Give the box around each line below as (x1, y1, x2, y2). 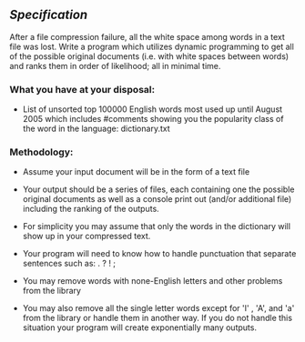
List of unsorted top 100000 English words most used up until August (22, 104, 283, 115)
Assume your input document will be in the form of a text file (22, 166, 250, 177)
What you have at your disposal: (9, 83, 156, 96)
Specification (9, 7, 88, 23)
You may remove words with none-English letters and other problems (22, 276, 283, 287)
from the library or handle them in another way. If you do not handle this (22, 313, 293, 324)
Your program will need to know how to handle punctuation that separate (22, 248, 297, 259)
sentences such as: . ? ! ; (22, 258, 117, 269)
